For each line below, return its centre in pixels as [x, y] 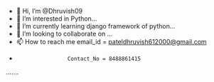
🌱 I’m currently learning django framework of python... [96, 26]
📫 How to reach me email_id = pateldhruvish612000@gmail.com [111, 42]
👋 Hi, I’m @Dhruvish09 [49, 11]
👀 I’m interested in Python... [57, 19]
